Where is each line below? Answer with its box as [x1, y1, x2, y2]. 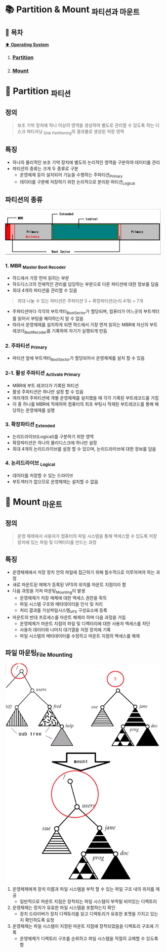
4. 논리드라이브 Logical [5, 459, 55, 467]
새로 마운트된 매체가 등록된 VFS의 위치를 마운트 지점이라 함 [12, 582, 126, 588]
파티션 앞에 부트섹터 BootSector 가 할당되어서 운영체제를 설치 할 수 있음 [12, 355, 145, 363]
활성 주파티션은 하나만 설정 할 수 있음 [12, 389, 84, 395]
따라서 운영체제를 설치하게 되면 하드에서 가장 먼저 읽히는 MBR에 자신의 [12, 321, 149, 327]
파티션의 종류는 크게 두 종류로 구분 [12, 166, 79, 172]
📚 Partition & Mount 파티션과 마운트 [5, 4, 140, 17]
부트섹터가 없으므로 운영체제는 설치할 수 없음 [12, 478, 99, 485]
